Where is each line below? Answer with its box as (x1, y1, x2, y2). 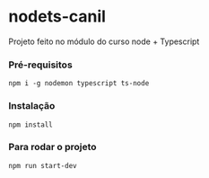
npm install (8, 120, 53, 129)
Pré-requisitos (8, 58, 73, 71)
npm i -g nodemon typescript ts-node (8, 79, 150, 88)
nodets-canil (8, 6, 107, 27)
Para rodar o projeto (8, 141, 97, 154)
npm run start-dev (8, 161, 77, 170)
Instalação (8, 100, 56, 112)
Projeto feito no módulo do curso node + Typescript (8, 36, 200, 47)
